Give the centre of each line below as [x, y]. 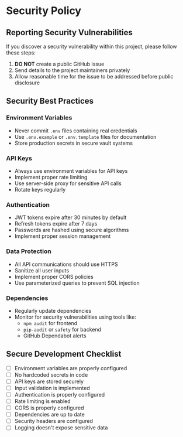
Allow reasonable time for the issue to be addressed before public [94, 76]
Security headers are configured [54, 421]
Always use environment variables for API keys [71, 170]
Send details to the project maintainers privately [72, 70]
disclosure [27, 83]
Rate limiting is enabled [43, 401]
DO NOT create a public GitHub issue [59, 64]
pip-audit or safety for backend [62, 329]
